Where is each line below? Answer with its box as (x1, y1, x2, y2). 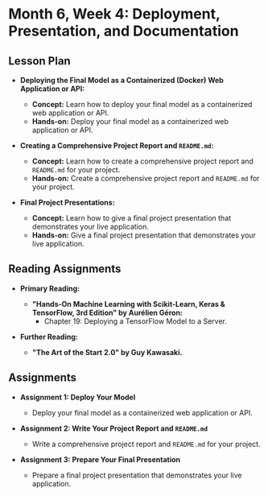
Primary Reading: (19, 283, 80, 293)
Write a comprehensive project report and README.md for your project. (31, 439, 261, 448)
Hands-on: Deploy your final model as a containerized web (31, 117, 229, 126)
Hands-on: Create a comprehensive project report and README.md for (31, 174, 260, 183)
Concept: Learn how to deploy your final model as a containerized (31, 100, 253, 109)
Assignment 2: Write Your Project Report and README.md (19, 424, 208, 433)
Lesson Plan (8, 54, 71, 68)
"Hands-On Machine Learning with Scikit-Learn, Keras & (31, 299, 225, 308)
